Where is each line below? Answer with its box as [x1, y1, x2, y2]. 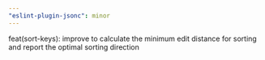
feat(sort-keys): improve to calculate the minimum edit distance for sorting [8, 34, 257, 43]
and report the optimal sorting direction [8, 42, 140, 52]
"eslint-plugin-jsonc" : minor [8, 11, 111, 20]
